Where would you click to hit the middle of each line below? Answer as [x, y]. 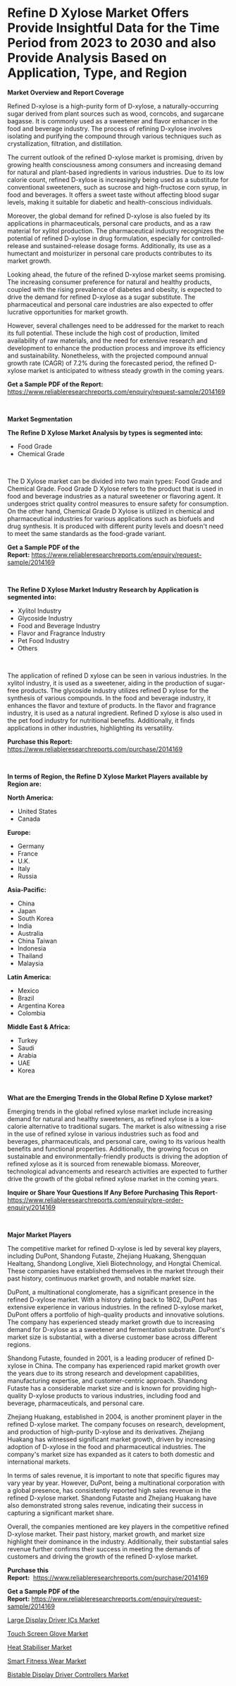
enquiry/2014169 [32, 1207]
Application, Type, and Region [97, 73]
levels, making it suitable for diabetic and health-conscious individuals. [110, 202]
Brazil [26, 998]
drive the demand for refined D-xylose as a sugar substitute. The [101, 297]
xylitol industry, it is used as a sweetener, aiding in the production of [106, 683]
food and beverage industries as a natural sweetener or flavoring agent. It [114, 496]
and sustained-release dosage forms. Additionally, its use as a [121, 245]
